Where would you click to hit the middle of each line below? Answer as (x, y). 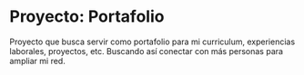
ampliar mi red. (37, 61)
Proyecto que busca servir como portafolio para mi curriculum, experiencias (152, 42)
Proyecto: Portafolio (87, 17)
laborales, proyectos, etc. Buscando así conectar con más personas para (147, 51)
